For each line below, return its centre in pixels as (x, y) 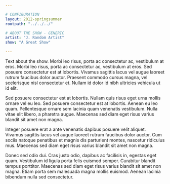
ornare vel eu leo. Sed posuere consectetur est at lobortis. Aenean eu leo (81, 103)
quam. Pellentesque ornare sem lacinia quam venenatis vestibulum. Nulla (81, 109)
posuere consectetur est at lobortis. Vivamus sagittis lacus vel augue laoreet (85, 72)
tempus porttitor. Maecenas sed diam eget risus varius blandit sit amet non (83, 166)
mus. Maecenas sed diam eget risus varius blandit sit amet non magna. (79, 145)
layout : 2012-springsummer (34, 19)
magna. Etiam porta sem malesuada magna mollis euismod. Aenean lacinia (83, 171)
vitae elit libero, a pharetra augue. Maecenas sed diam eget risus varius (80, 114)
